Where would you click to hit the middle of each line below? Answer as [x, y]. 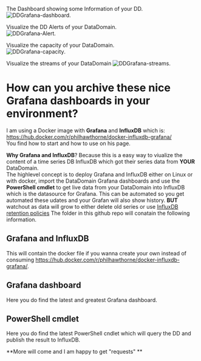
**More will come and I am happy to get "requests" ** [74, 352]
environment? [42, 114]
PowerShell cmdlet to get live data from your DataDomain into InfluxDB [96, 187]
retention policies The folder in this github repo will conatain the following [98, 213]
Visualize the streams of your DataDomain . [89, 63]
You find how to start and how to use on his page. [68, 143]
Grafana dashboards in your [78, 101]
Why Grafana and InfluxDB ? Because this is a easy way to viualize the [94, 155]
